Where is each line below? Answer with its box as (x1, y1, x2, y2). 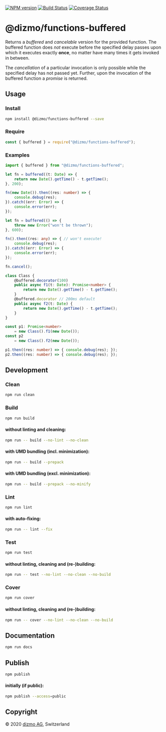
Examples (5, 151, 30, 158)
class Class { (5, 273, 35, 278)
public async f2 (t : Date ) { (14, 301, 73, 306)
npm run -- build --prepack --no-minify (5, 481, 91, 486)
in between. (5, 55, 30, 61)
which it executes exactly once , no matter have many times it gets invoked (5, 49, 159, 55)
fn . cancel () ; (5, 264, 33, 269)
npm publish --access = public (5, 694, 66, 699)
